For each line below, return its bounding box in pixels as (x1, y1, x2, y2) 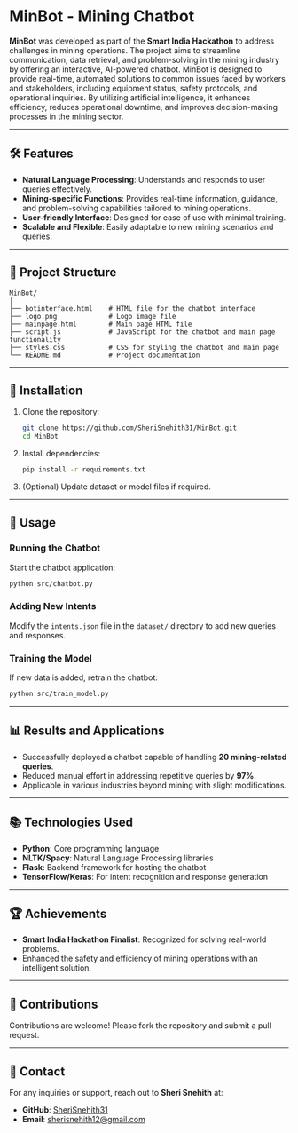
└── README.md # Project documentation (9, 351, 200, 360)
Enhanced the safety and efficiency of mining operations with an (21, 953, 259, 964)
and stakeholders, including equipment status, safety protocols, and (9, 83, 258, 93)
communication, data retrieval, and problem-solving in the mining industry (9, 54, 280, 65)
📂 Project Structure (9, 265, 117, 281)
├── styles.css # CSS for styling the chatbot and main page (9, 343, 279, 352)
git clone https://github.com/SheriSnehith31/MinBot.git (21, 424, 238, 432)
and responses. (9, 630, 67, 640)
